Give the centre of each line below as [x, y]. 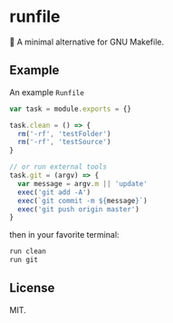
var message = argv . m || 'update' [82, 183]
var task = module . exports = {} [70, 109]
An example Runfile [47, 92]
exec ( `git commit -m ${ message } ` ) [82, 201]
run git [24, 260]
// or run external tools [58, 167]
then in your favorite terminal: [64, 235]
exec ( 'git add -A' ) [54, 192]
